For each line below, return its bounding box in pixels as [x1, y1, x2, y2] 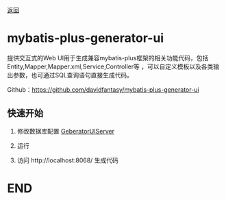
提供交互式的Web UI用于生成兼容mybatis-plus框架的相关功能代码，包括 [7, 53, 209, 62]
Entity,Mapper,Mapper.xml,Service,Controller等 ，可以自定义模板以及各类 [7, 62, 214, 71]
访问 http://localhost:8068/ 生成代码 [16, 156, 118, 164]
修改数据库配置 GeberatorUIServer [16, 127, 115, 135]
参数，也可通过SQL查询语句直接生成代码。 [12, 71, 134, 79]
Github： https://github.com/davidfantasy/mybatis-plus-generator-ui [7, 85, 200, 94]
